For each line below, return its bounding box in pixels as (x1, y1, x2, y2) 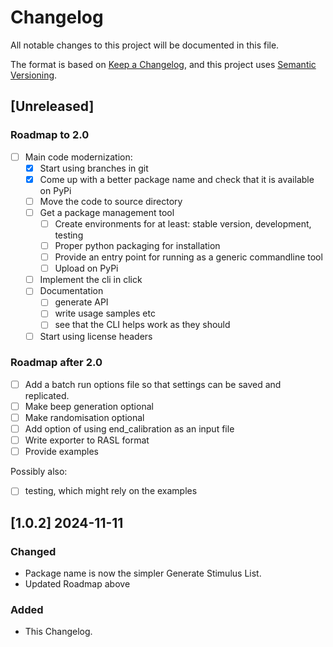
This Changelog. (24, 626, 93, 638)
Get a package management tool (39, 206, 175, 218)
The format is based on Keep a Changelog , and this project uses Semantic (10, 58, 317, 70)
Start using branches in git (39, 162, 149, 174)
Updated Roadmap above (24, 577, 131, 590)
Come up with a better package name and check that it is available (39, 173, 315, 185)
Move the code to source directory (39, 195, 183, 207)
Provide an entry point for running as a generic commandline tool (54, 251, 323, 263)
